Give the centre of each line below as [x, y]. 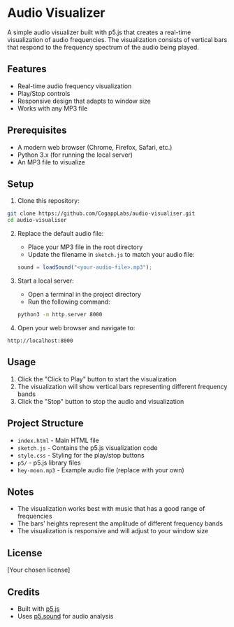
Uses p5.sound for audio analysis [65, 616]
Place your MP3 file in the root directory [85, 247]
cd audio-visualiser [37, 220]
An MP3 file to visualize [51, 162]
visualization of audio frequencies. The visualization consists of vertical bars [117, 39]
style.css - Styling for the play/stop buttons [81, 455]
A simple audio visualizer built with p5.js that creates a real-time [99, 32]
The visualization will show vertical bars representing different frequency [122, 386]
